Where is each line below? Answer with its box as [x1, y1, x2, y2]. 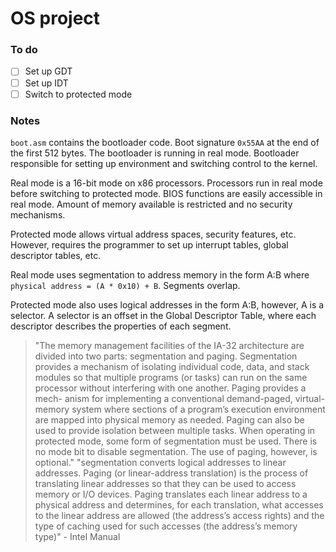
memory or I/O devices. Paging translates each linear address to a [34, 488, 308, 500]
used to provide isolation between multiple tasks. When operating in [34, 424, 316, 436]
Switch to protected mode [24, 88, 133, 100]
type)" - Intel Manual [34, 530, 121, 542]
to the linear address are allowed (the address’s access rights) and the [34, 509, 325, 521]
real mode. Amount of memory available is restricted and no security [10, 198, 293, 210]
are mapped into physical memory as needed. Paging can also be [34, 413, 305, 426]
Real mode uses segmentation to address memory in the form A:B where [10, 268, 310, 281]
